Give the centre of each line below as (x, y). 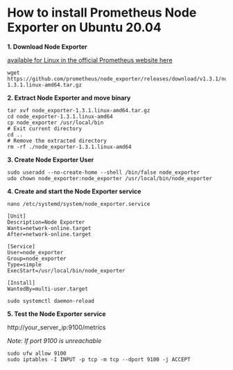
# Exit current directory (44, 129)
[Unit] (17, 216)
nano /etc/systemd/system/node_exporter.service (79, 204)
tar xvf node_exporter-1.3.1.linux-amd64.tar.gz (79, 110)
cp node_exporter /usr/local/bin (55, 123)
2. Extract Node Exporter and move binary (69, 98)
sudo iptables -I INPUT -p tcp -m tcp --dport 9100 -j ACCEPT (99, 359)
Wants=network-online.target (49, 228)
